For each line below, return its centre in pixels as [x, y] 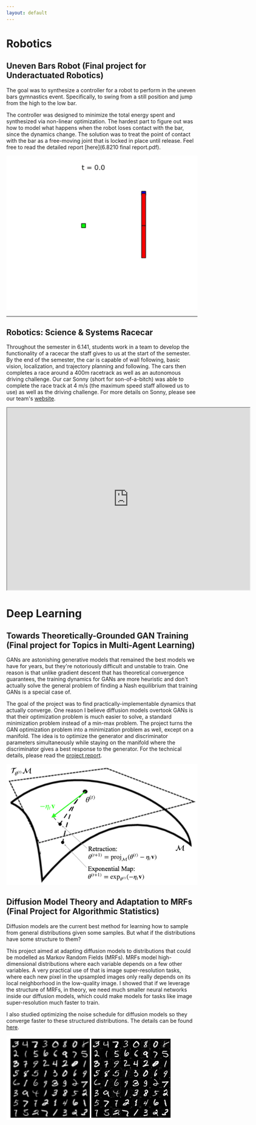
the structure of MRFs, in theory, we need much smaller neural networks [97, 990]
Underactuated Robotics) [55, 76]
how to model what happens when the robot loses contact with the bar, [95, 128]
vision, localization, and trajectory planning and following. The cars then [96, 366]
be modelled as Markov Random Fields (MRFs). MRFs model [82, 957]
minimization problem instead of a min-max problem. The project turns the [99, 723]
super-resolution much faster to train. [53, 1002]
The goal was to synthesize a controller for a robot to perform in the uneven [101, 90]
